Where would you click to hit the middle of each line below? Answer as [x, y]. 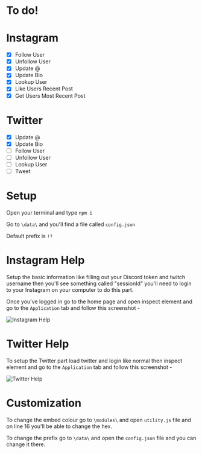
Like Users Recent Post [44, 89]
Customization [44, 403]
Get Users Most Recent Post [50, 96]
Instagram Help [46, 260]
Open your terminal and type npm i [49, 212]
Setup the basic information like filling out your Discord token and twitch [96, 277]
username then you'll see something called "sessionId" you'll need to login [99, 283]
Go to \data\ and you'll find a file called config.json [71, 224]
